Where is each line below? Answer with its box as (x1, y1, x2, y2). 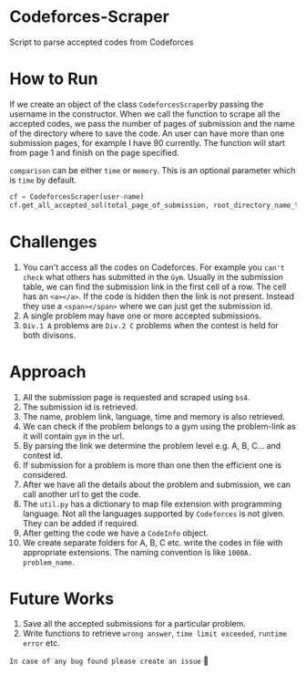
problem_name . (22, 556, 75, 567)
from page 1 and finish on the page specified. (9, 147, 179, 158)
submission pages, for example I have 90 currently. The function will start (9, 137, 285, 148)
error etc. (22, 638, 61, 649)
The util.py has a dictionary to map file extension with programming (22, 498, 282, 509)
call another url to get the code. (22, 488, 141, 499)
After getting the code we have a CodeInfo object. (22, 527, 209, 538)
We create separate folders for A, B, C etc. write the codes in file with (22, 536, 283, 548)
